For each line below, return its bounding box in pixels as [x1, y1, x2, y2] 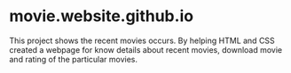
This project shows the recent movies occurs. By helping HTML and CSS [9, 35, 275, 46]
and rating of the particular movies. [9, 54, 138, 64]
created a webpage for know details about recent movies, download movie [9, 44, 283, 55]
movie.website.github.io [9, 6, 193, 26]
